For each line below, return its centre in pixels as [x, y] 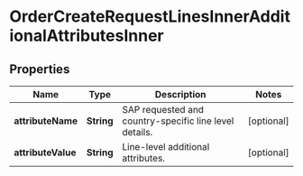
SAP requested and [163, 110]
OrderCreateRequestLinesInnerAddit [150, 17]
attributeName [46, 121]
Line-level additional [165, 147]
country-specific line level [178, 121]
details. [137, 132]
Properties [40, 69]
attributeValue [45, 153]
